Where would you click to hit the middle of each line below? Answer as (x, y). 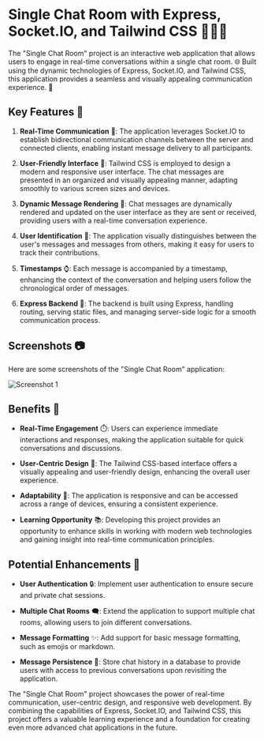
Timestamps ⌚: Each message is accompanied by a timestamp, (124, 268)
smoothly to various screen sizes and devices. (95, 188)
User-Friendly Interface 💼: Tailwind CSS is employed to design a (125, 163)
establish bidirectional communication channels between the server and (136, 139)
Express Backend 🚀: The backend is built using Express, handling (126, 303)
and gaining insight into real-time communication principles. (117, 539)
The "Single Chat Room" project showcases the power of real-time (117, 694)
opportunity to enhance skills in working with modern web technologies (136, 532)
